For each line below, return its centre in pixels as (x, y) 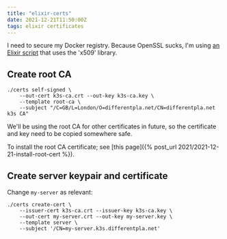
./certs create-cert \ (39, 205)
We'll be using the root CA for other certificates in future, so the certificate (112, 126)
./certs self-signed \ (39, 90)
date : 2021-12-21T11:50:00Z (47, 20)
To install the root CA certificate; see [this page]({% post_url (92, 147)
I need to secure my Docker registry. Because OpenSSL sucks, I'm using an (113, 46)
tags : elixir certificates (45, 26)
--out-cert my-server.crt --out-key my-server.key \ (96, 216)
